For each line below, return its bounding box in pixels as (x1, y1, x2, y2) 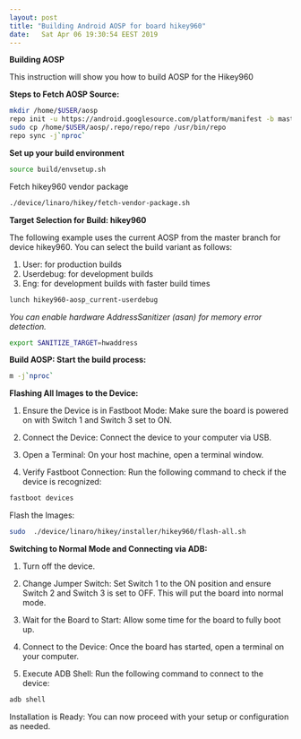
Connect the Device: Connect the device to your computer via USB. (21, 432, 271, 443)
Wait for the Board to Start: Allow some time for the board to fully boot (21, 614, 281, 625)
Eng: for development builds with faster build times (21, 278, 211, 288)
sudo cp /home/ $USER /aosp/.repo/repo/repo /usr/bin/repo (9, 123, 227, 133)
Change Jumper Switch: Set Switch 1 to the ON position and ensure (21, 579, 271, 589)
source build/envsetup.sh (9, 165, 106, 174)
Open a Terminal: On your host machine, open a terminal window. (21, 450, 264, 460)
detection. (9, 321, 47, 331)
